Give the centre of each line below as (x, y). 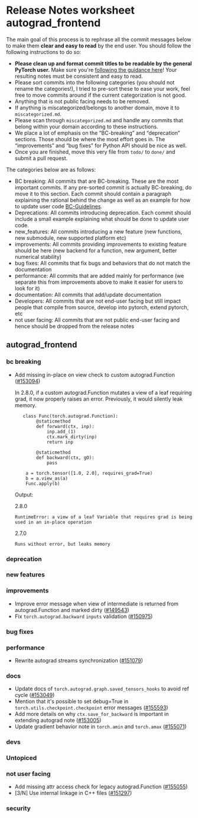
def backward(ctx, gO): (65, 458)
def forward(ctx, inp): (65, 426)
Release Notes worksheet (70, 10)
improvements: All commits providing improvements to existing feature (101, 244)
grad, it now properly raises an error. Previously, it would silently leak (99, 399)
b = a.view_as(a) (47, 478)
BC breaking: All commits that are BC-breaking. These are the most (97, 181)
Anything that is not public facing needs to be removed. (82, 101)
